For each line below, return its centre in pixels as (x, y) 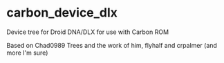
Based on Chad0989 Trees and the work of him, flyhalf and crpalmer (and (112, 45)
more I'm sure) (27, 53)
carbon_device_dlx (62, 13)
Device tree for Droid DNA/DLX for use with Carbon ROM (88, 32)
